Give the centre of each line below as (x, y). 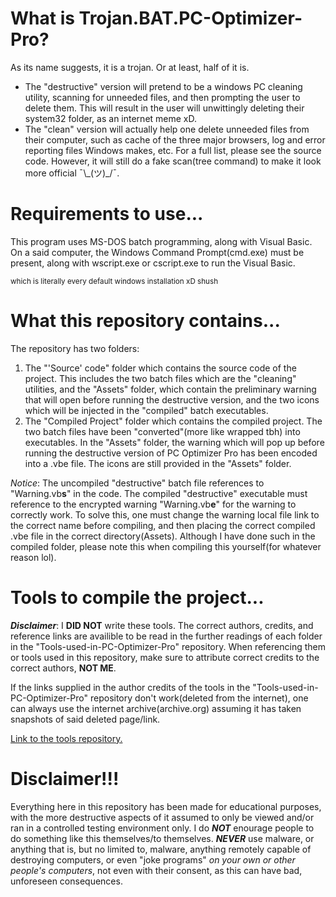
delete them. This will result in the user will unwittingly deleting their (164, 108)
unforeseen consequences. (66, 881)
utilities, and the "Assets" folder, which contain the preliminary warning (170, 389)
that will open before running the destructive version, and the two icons (172, 399)
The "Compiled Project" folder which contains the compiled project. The (173, 421)
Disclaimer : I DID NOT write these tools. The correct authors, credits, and (162, 625)
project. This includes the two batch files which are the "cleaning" (160, 378)
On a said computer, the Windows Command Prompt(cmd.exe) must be (157, 252)
